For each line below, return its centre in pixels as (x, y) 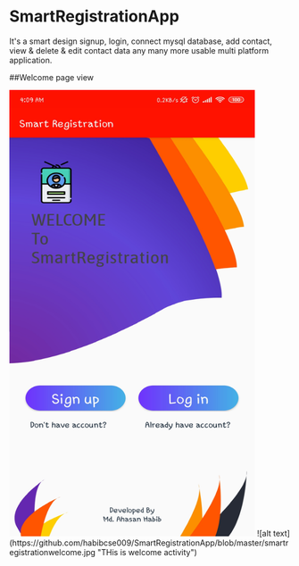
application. (31, 60)
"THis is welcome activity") (147, 552)
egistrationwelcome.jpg (53, 552)
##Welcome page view (52, 77)
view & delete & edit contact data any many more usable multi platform (139, 50)
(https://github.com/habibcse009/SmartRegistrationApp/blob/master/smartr (149, 543)
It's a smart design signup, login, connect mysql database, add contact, (141, 41)
